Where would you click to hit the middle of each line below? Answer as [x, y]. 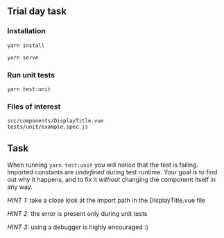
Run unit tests [31, 75]
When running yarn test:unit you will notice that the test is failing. [103, 165]
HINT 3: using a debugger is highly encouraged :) [78, 227]
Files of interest [34, 107]
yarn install [26, 45]
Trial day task [37, 11]
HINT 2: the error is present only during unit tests [77, 214]
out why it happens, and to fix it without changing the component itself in [112, 180]
